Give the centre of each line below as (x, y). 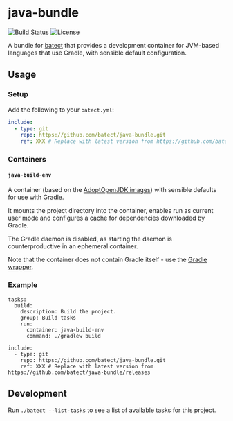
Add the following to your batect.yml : (61, 110)
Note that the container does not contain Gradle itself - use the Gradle (108, 260)
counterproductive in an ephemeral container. (73, 246)
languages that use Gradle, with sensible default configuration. (97, 53)
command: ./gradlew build (63, 336)
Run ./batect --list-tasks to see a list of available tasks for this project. (112, 410)
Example (23, 285)
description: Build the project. (68, 311)
